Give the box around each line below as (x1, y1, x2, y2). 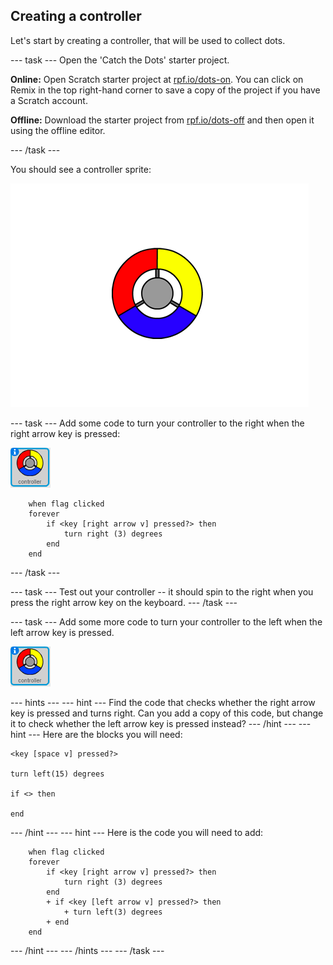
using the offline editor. (10, 124, 106, 136)
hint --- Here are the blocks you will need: (10, 728, 183, 740)
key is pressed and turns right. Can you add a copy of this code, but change (10, 707, 324, 719)
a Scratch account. (10, 94, 88, 106)
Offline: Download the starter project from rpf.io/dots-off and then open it (10, 114, 315, 126)
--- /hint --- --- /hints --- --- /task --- (10, 944, 165, 956)
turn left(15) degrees (10, 769, 105, 779)
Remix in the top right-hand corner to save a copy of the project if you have (10, 84, 321, 96)
